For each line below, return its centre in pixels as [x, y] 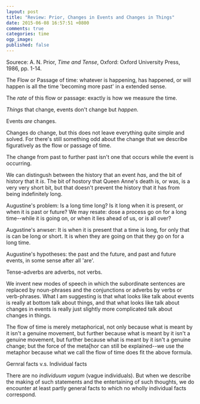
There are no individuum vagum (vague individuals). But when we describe [99, 375]
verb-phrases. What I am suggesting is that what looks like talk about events [100, 296]
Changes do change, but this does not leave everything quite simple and [96, 133]
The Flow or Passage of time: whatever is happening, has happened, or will [99, 80]
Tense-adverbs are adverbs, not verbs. [54, 272]
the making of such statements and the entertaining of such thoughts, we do [100, 382]
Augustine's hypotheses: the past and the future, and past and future [91, 254]
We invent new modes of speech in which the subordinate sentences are [96, 283]
